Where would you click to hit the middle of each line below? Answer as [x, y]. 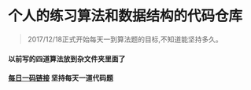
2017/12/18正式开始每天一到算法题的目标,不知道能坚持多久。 [125, 39]
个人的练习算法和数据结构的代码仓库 [125, 16]
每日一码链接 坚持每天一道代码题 [61, 78]
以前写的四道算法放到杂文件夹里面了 [67, 59]
